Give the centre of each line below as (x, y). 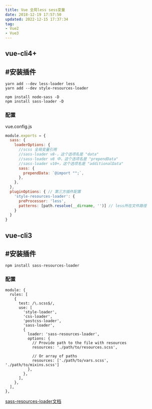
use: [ (25, 307)
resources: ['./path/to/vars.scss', (70, 360)
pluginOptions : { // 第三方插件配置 (45, 192)
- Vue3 (12, 33)
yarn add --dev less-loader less (40, 84)
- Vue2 (12, 29)
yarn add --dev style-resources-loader (47, 89)
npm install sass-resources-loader (42, 266)
